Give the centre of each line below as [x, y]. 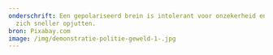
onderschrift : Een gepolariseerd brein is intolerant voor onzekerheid [132, 16]
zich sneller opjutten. [56, 23]
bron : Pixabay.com [39, 31]
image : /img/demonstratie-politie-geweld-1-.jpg [92, 38]
